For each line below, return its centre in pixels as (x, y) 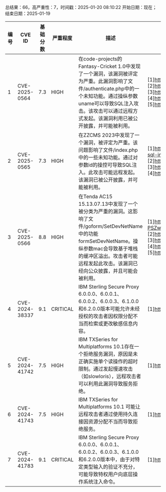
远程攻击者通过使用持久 (106, 414)
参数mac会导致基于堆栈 (111, 248)
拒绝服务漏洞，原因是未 (111, 354)
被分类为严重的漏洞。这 (106, 211)
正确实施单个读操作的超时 (108, 361)
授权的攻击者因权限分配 (106, 316)
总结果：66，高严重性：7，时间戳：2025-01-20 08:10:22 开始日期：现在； (81, 7)
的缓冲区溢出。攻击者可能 (108, 256)
